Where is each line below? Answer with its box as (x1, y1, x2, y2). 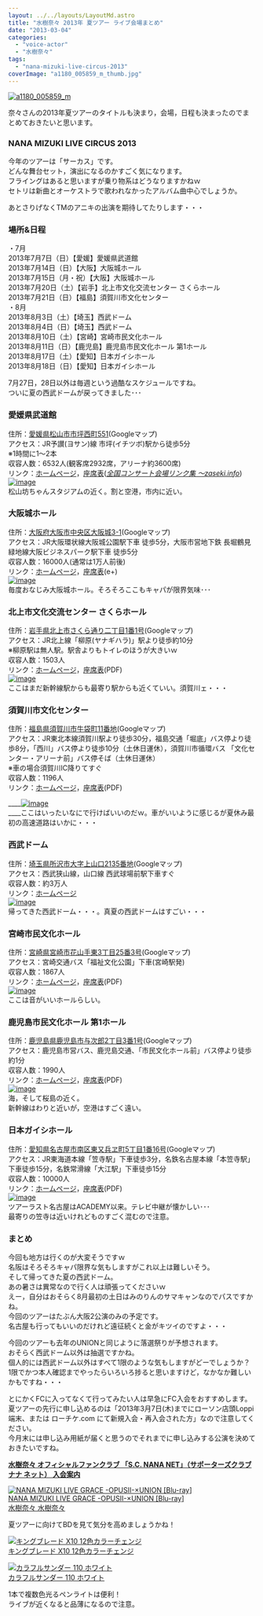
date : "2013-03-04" (8, 26, 72, 34)
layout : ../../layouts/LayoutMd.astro (8, 11, 135, 20)
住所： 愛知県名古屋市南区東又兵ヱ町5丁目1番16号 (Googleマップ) (8, 1144, 216, 1154)
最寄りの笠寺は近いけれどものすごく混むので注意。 (8, 1211, 174, 1221)
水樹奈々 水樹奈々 (8, 1503, 65, 1512)
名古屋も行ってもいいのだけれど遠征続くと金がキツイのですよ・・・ (8, 1321, 228, 1331)
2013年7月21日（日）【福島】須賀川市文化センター (8, 292, 169, 303)
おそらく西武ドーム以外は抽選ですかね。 (8, 1347, 139, 1357)
